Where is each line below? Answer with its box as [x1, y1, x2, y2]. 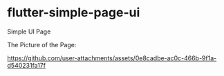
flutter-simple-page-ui [7, 5, 140, 21]
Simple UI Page [7, 27, 51, 36]
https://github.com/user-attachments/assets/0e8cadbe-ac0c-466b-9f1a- [7, 53, 217, 62]
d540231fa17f [7, 61, 46, 69]
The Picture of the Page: [7, 40, 77, 49]
